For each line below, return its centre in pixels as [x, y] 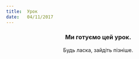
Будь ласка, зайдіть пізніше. [98, 50]
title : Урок [22, 11]
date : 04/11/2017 [30, 17]
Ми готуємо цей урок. [98, 37]
